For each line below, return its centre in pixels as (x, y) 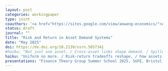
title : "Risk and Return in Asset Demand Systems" (59, 38)
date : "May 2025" (23, 42)
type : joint (17, 19)
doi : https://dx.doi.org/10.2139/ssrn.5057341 (54, 47)
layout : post (19, 10)
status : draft (20, 28)
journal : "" (17, 33)
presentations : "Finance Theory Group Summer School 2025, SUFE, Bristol (84, 61)
